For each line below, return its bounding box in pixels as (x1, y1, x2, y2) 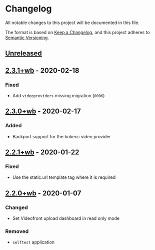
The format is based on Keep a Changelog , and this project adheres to (5, 29, 150, 35)
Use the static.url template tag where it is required (12, 174, 116, 180)
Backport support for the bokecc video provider (12, 133, 111, 139)
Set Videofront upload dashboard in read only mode (12, 215, 120, 221)
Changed (5, 204, 28, 211)
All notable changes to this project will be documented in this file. (5, 20, 140, 26)
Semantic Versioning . (5, 35, 49, 41)
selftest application (12, 239, 55, 245)
